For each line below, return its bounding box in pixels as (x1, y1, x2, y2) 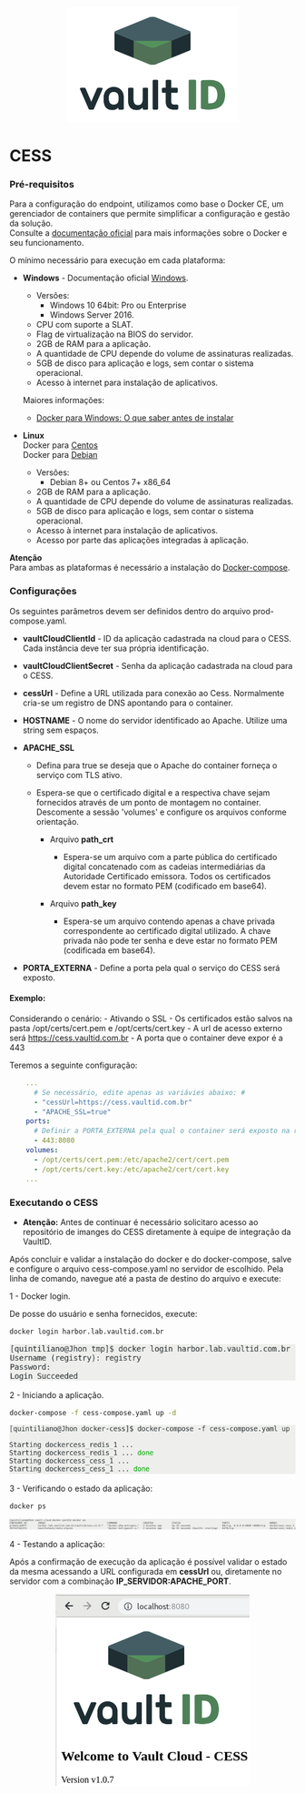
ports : (25, 1117, 51, 1126)
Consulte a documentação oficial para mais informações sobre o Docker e (9, 228, 288, 238)
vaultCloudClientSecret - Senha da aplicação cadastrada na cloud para (22, 660, 293, 671)
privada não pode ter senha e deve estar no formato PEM (63, 935, 279, 946)
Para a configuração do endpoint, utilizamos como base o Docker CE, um (9, 198, 284, 209)
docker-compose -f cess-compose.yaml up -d (9, 1408, 177, 1417)
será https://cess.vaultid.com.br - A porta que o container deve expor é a (9, 1032, 283, 1043)
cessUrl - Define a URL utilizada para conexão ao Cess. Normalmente (22, 687, 285, 698)
